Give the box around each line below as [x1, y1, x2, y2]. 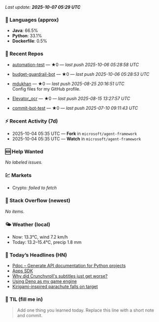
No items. [5, 208, 25, 214]
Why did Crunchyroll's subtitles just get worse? [12, 273, 108, 279]
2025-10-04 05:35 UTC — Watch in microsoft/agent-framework [12, 135, 141, 142]
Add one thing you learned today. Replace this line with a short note [17, 307, 155, 313]
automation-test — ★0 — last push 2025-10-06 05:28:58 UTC [12, 62, 139, 67]
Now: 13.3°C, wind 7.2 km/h [12, 234, 68, 240]
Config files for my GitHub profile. [12, 86, 81, 92]
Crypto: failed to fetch [12, 185, 57, 191]
